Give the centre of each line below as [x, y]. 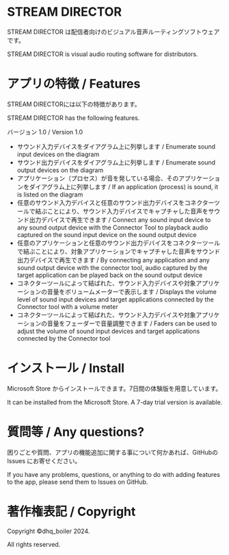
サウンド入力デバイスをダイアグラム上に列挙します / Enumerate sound [116, 146]
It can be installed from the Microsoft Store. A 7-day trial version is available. [115, 402]
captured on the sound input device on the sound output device [107, 234]
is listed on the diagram [50, 194]
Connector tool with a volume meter [67, 306]
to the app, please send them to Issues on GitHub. [78, 482]
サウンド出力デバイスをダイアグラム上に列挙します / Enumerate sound [116, 162]
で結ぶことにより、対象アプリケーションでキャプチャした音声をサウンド [119, 251]
